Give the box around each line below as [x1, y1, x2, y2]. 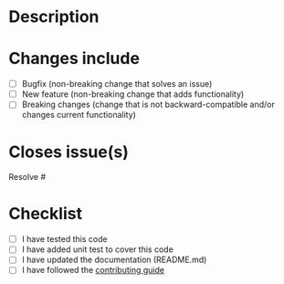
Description [8, 6, 100, 27]
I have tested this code [21, 234, 108, 245]
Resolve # [8, 172, 47, 183]
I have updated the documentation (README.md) [21, 254, 207, 266]
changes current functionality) [21, 110, 136, 121]
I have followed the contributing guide [21, 265, 165, 276]
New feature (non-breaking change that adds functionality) [21, 89, 245, 100]
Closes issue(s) [8, 142, 129, 162]
